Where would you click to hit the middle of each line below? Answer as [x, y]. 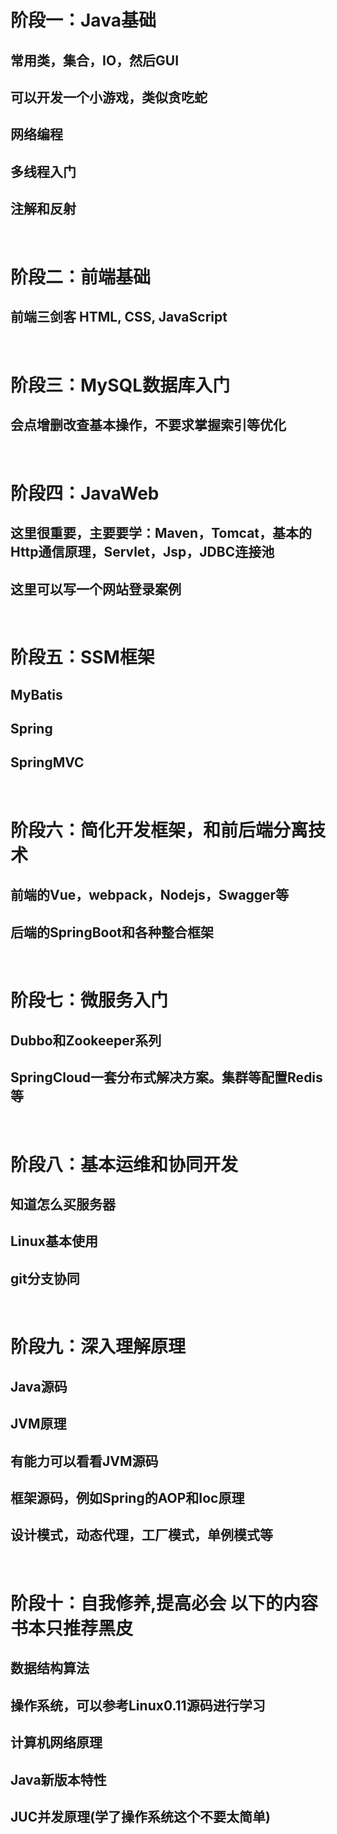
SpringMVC [47, 762]
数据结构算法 [50, 1668]
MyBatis [36, 694]
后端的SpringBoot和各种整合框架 [112, 932]
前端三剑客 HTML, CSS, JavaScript [119, 317]
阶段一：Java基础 [83, 20]
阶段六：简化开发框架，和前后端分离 [159, 830]
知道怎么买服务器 [63, 1204]
